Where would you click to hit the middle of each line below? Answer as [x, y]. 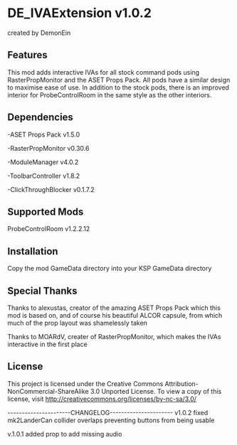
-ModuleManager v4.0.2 [43, 162]
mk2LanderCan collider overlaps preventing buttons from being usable [111, 420]
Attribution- [182, 384]
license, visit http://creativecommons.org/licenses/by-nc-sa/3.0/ [102, 399]
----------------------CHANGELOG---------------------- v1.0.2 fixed [108, 412]
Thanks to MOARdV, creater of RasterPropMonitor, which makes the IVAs [114, 337]
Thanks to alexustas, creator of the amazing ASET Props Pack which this [114, 308]
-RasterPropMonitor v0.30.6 [48, 148]
